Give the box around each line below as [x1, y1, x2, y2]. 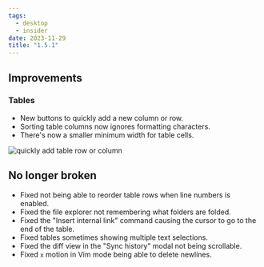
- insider [15, 26, 48, 34]
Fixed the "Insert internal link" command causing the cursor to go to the [19, 215, 257, 225]
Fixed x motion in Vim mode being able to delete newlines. [19, 249, 212, 259]
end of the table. [19, 224, 74, 233]
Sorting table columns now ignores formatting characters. [19, 122, 210, 131]
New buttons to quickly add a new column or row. [19, 113, 184, 122]
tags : [8, 11, 26, 20]
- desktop [15, 19, 48, 27]
